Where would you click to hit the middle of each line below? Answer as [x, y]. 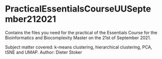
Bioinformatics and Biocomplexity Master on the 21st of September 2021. [78, 38]
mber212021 [31, 19]
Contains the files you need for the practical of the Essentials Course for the [81, 32]
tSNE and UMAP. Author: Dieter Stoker [44, 52]
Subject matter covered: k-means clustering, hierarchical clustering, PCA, [79, 47]
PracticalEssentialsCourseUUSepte [78, 9]
